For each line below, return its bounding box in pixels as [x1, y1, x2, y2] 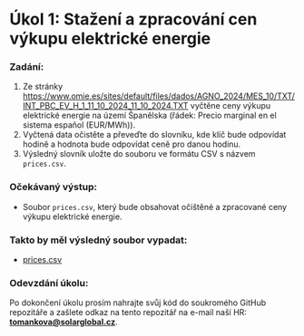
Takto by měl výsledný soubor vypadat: [9, 234, 188, 246]
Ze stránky [22, 82, 64, 92]
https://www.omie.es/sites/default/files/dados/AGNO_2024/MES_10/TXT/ [22, 91, 295, 101]
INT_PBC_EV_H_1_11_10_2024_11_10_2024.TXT [22, 101, 189, 111]
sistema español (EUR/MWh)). [22, 120, 136, 130]
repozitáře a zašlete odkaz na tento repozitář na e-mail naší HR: [9, 307, 248, 318]
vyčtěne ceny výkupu [190, 101, 271, 111]
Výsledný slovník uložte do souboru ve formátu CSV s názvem [22, 149, 256, 159]
